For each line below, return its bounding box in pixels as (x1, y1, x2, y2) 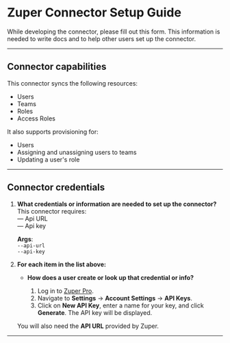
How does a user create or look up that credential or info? (27, 273, 194, 281)
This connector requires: (16, 207, 87, 215)
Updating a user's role (16, 155, 80, 164)
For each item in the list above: (16, 260, 106, 268)
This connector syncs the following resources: (7, 79, 138, 87)
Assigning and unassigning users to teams (16, 148, 137, 156)
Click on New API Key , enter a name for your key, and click (37, 301, 204, 309)
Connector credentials (7, 181, 105, 193)
